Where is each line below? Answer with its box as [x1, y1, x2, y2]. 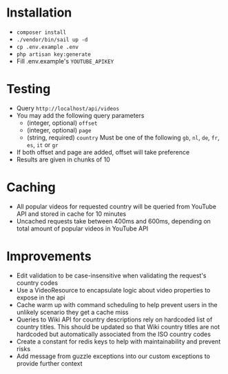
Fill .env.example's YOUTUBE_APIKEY [16, 57, 114, 65]
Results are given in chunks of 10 [16, 155, 111, 164]
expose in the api [16, 293, 66, 302]
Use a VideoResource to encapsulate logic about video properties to [16, 286, 211, 294]
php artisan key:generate [16, 50, 91, 58]
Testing [6, 81, 51, 97]
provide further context [16, 359, 83, 367]
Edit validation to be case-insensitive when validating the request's [16, 271, 207, 279]
